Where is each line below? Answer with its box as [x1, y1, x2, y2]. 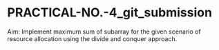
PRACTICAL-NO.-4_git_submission [7, 5, 213, 21]
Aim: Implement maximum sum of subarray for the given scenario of [7, 27, 202, 36]
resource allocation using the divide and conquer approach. [7, 34, 178, 42]
